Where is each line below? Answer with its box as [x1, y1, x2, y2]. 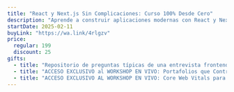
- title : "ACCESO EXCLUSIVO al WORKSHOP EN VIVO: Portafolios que [13, 68, 210, 75]
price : [7, 36, 26, 43]
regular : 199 [13, 42, 52, 49]
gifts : [7, 55, 26, 62]
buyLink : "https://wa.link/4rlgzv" [7, 29, 111, 37]
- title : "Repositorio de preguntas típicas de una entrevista [13, 62, 201, 68]
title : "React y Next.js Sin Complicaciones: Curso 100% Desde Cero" [7, 10, 214, 17]
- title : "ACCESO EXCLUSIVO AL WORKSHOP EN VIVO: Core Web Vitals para [13, 74, 226, 82]
